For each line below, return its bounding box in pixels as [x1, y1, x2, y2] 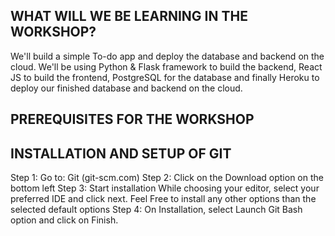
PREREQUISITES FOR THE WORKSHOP [10, 111, 255, 128]
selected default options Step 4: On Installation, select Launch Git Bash [10, 204, 303, 216]
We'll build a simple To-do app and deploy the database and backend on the [10, 50, 325, 62]
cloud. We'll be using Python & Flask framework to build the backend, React [10, 60, 323, 73]
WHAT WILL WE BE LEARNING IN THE [10, 8, 248, 25]
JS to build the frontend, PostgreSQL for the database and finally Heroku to [10, 71, 320, 83]
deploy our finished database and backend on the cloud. [10, 82, 243, 94]
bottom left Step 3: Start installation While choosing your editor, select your [10, 182, 320, 194]
